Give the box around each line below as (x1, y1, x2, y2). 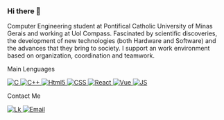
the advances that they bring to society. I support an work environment (7, 44, 210, 53)
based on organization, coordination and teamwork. (7, 51, 155, 60)
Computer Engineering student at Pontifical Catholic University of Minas (7, 22, 213, 31)
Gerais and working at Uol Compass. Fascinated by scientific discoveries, (7, 29, 217, 37)
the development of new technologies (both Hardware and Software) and (7, 37, 216, 45)
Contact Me (7, 92, 41, 100)
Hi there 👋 (7, 6, 42, 16)
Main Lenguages (7, 65, 55, 74)
